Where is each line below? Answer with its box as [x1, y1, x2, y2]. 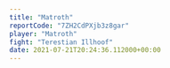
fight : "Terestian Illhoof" [9, 37, 114, 47]
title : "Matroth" [9, 12, 74, 22]
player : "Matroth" [9, 29, 77, 38]
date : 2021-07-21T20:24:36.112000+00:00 [9, 46, 162, 55]
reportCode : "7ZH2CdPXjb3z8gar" [9, 21, 129, 30]
